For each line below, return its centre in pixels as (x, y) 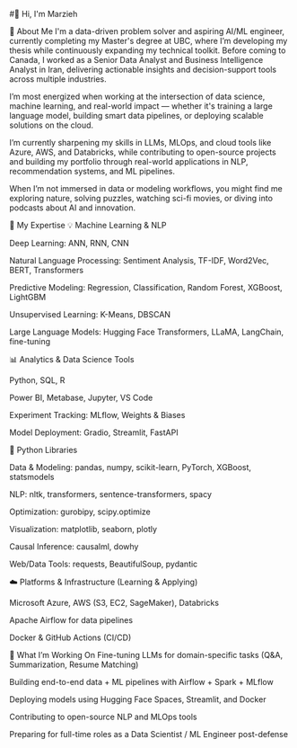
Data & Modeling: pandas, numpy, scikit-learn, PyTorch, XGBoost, (131, 467)
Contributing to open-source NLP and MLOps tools (103, 717)
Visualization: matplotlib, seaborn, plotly (83, 529)
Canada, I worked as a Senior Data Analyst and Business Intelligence (136, 60)
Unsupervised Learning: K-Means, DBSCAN (90, 314)
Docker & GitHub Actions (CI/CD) (70, 637)
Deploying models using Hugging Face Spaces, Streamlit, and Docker (138, 699)
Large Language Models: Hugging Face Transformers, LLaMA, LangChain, (147, 332)
